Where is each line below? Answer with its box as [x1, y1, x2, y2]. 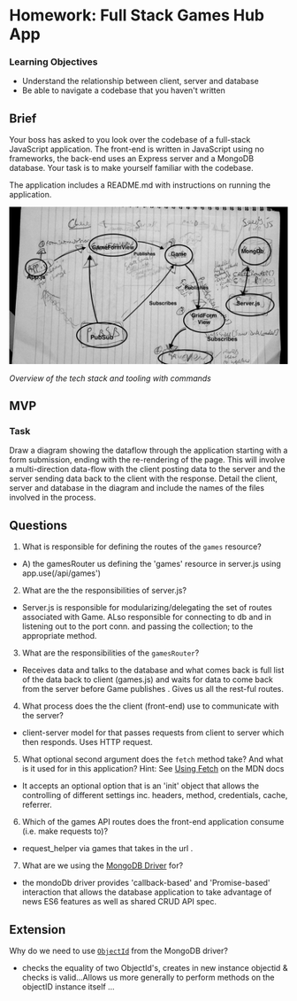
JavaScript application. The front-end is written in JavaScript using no [9, 144, 265, 155]
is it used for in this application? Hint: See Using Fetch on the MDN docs [21, 764, 285, 774]
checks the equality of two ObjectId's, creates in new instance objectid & [21, 963, 288, 974]
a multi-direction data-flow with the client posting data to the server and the [9, 464, 286, 475]
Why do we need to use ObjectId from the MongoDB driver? [9, 945, 228, 957]
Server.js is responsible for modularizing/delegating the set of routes [21, 602, 272, 613]
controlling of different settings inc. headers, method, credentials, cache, [21, 790, 288, 801]
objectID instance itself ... [21, 982, 115, 992]
